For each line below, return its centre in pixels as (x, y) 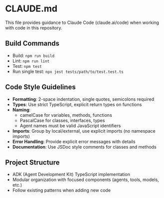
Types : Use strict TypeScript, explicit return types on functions (77, 104)
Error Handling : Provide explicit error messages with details (74, 141)
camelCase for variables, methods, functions (66, 115)
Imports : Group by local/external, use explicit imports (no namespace (84, 131)
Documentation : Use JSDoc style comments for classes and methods (84, 147)
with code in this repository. (34, 27)
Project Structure (32, 162)
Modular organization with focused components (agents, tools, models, (86, 180)
